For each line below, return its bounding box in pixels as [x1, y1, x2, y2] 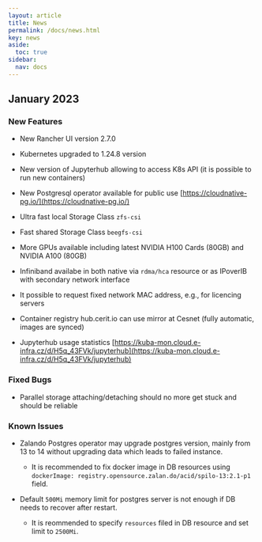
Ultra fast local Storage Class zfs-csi [19, 212, 142, 222]
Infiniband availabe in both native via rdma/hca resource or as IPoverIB [19, 267, 247, 276]
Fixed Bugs [8, 374, 52, 385]
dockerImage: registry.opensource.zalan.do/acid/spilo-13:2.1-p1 [31, 472, 251, 480]
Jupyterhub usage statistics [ [19, 338, 115, 347]
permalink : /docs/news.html [8, 26, 101, 34]
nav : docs [15, 63, 47, 71]
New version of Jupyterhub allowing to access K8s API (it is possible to [19, 165, 252, 174]
